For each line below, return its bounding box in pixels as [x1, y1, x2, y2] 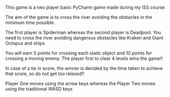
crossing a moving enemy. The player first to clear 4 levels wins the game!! [5, 55, 163, 61]
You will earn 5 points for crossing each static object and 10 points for [5, 50, 152, 56]
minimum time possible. [5, 20, 55, 25]
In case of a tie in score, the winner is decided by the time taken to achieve [5, 66, 163, 71]
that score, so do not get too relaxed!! [5, 71, 85, 77]
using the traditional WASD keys [5, 86, 73, 92]
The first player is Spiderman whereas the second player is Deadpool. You [5, 29, 162, 35]
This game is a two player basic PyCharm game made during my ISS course [5, 5, 165, 10]
